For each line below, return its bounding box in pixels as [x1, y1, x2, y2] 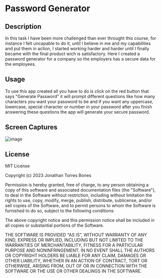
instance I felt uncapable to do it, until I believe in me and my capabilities [5, 40, 151, 46]
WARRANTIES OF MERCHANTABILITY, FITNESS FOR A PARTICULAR [5, 242, 143, 248]
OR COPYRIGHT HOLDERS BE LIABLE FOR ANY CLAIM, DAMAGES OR [5, 253, 146, 258]
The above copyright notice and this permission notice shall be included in [5, 218, 155, 223]
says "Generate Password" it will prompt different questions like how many [5, 93, 155, 99]
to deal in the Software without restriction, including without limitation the [5, 192, 152, 198]
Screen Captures [5, 123, 58, 132]
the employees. [5, 61, 36, 67]
